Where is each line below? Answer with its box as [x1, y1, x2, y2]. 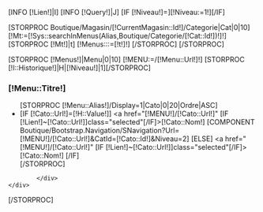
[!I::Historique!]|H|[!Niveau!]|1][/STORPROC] [8, 63, 152, 73]
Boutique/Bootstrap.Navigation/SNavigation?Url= [19, 126, 180, 136]
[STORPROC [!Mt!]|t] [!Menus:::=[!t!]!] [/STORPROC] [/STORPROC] [8, 39, 225, 49]
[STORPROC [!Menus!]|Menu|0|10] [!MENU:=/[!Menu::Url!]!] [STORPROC [8, 55, 245, 64]
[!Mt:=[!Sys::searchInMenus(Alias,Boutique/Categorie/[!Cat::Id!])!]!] [8, 32, 227, 40]
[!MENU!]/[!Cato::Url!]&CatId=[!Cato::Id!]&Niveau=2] [19, 134, 190, 143]
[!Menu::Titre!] [8, 83, 66, 94]
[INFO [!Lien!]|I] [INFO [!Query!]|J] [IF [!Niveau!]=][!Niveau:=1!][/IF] [8, 8, 225, 17]
